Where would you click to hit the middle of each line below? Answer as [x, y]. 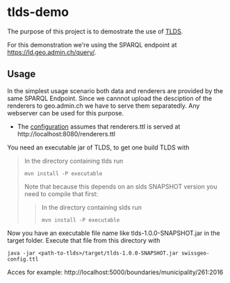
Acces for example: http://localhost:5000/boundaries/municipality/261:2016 [115, 272]
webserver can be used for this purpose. [66, 113]
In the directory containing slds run [92, 207]
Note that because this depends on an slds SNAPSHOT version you [121, 186]
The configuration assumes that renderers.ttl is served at [99, 127]
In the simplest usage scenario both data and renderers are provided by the [115, 90]
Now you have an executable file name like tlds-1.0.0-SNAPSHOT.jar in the [114, 233]
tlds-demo [38, 12]
